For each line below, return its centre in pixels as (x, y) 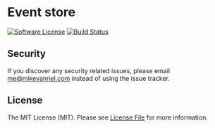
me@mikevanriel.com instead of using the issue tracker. (89, 78)
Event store (42, 12)
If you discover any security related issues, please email (89, 70)
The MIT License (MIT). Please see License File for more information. (107, 117)
